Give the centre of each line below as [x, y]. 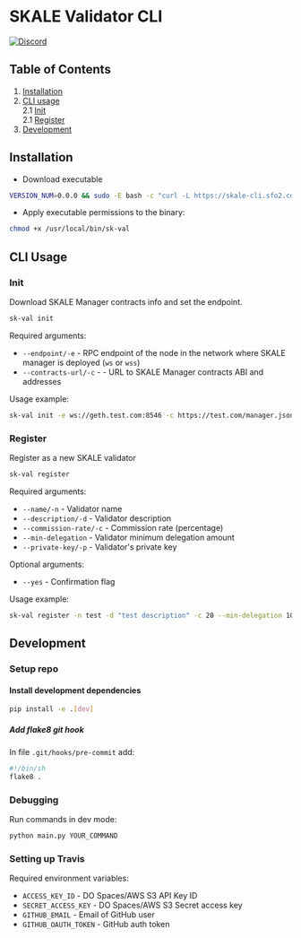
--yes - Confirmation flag [69, 581]
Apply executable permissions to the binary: [103, 213]
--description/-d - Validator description [97, 518]
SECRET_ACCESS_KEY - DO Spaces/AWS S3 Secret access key [133, 905]
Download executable [62, 179]
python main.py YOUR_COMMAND [64, 836]
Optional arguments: [47, 564]
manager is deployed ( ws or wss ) [81, 362]
